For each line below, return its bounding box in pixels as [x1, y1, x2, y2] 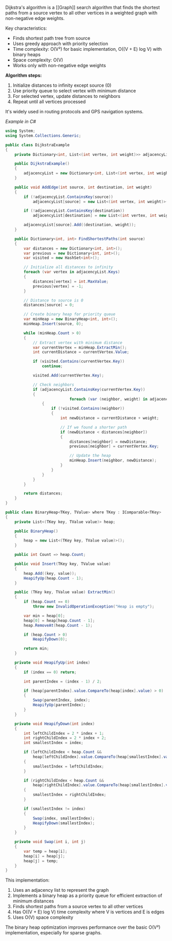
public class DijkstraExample [5, 142, 70, 148]
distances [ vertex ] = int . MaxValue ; [32, 279, 109, 284]
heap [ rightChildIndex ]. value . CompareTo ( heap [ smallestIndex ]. [32, 783, 166, 788]
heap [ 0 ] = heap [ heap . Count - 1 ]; [24, 618, 95, 623]
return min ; [24, 646, 50, 651]
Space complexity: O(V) [12, 57, 63, 63]
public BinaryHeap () [14, 528, 58, 534]
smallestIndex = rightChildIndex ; [32, 792, 106, 797]
